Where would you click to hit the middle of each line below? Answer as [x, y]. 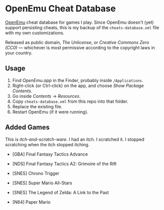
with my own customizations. [35, 33]
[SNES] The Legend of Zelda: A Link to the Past [61, 192]
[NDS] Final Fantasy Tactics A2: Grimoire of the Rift [64, 164]
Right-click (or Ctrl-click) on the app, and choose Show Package [78, 85]
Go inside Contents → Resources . [46, 96]
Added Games [27, 127]
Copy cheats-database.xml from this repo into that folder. [70, 101]
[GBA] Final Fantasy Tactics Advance [50, 154]
